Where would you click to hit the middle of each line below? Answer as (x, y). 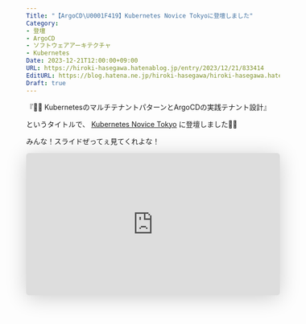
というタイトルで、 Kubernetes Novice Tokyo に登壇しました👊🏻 (132, 124)
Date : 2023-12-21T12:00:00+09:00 (82, 61)
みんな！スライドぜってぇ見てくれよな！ (93, 141)
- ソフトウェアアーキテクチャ (69, 46)
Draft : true (46, 83)
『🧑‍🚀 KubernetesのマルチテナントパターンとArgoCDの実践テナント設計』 (149, 107)
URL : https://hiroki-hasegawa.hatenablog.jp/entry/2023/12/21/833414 (145, 68)
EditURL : (41, 76)
